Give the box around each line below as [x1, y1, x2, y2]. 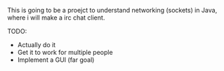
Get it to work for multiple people [17, 49, 114, 56]
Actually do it [17, 41, 56, 49]
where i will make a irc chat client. [7, 13, 105, 22]
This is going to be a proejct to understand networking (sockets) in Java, [7, 6, 218, 14]
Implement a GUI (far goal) [17, 56, 95, 64]
